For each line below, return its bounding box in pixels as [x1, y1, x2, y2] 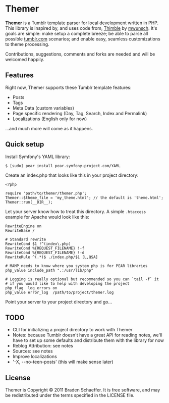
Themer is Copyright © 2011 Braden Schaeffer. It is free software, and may [5, 387, 160, 393]
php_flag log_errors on [5, 285, 58, 290]
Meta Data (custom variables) [12, 105, 75, 111]
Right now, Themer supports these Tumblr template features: [5, 84, 132, 90]
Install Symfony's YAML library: [5, 154, 70, 160]
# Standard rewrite [5, 237, 46, 242]
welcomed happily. [5, 56, 44, 62]
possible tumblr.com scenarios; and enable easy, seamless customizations [5, 36, 160, 42]
